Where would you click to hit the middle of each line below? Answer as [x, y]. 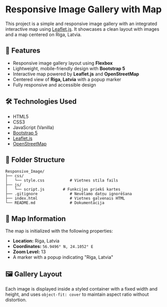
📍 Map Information [35, 219]
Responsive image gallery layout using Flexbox [63, 63]
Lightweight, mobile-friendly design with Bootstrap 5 [69, 68]
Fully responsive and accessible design [54, 85]
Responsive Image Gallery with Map [83, 9]
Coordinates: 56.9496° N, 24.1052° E [53, 247]
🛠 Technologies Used [41, 102]
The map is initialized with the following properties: [59, 231]
